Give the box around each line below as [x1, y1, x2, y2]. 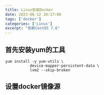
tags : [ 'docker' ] [5, 16, 41, 21]
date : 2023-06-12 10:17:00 [5, 12, 61, 17]
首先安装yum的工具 [5, 45, 65, 54]
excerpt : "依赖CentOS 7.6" [5, 26, 60, 31]
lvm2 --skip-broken [29, 68, 70, 73]
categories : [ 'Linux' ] [5, 21, 52, 26]
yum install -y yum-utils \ [5, 59, 64, 64]
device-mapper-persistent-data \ [29, 63, 99, 68]
